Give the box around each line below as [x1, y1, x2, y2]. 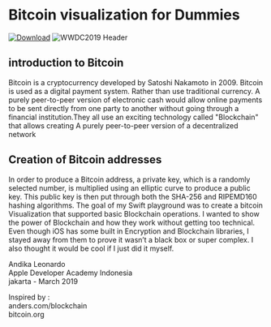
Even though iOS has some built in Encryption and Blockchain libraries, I [8, 226, 249, 236]
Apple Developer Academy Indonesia [8, 268, 133, 278]
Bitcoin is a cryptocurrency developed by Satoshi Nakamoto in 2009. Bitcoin [8, 77, 264, 87]
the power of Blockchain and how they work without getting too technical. [8, 217, 256, 227]
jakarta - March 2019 [8, 276, 79, 286]
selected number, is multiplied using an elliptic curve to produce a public [8, 183, 251, 192]
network [8, 129, 37, 139]
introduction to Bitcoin [8, 56, 124, 70]
